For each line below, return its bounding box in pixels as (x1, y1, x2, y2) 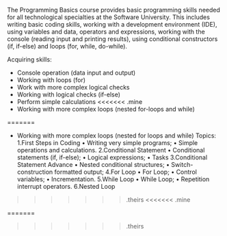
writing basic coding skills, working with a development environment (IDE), (7, 21, 217, 28)
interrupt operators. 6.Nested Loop (16, 183, 116, 190)
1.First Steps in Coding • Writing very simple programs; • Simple (16, 139, 198, 146)
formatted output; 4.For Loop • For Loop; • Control (54, 168, 197, 176)
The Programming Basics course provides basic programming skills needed (7, 6, 221, 14)
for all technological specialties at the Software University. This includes (7, 13, 211, 21)
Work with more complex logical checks (16, 83, 130, 91)
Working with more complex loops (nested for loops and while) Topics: (16, 131, 217, 140)
